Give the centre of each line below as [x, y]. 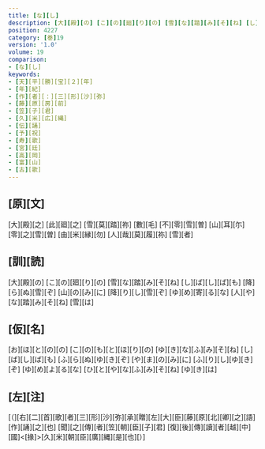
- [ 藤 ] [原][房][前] [38, 104]
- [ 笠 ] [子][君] [32, 111]
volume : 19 [26, 52]
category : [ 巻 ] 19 [36, 38]
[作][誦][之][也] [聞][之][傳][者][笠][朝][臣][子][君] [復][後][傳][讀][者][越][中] [130, 427]
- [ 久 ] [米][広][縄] [38, 119]
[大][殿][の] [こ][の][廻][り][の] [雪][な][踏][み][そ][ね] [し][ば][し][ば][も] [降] [132, 282]
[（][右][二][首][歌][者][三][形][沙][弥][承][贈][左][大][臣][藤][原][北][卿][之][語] [132, 417]
